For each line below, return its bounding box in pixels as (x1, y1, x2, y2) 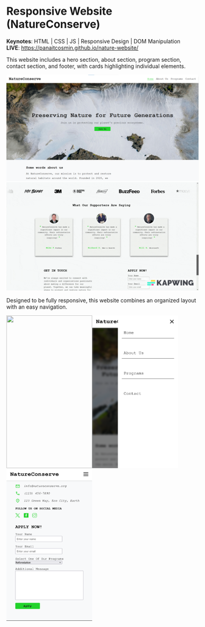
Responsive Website (6, 4, 113, 18)
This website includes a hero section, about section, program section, (6, 56, 182, 63)
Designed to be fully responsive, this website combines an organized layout (6, 297, 196, 304)
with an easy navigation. (6, 303, 68, 310)
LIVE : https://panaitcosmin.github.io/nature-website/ (6, 44, 139, 51)
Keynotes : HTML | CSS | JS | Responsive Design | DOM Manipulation (6, 37, 181, 45)
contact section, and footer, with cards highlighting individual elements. (6, 62, 186, 70)
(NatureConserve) (6, 17, 101, 31)
